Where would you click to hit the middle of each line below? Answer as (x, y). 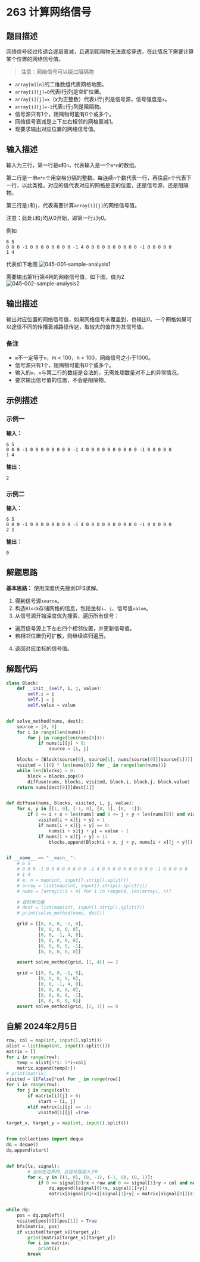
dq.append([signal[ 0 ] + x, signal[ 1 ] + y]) (98, 1188)
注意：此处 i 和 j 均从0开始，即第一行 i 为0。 (58, 217)
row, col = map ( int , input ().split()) (54, 1040)
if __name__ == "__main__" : (41, 858)
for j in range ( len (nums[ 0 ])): (66, 738)
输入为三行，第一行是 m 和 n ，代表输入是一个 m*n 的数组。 (73, 165)
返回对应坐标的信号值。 (43, 648)
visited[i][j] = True (63, 1112)
